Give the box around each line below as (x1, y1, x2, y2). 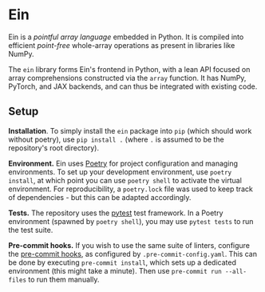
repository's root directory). (8, 142, 100, 153)
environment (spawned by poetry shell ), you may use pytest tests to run (8, 216, 254, 226)
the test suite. (8, 225, 53, 234)
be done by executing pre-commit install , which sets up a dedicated (8, 258, 237, 267)
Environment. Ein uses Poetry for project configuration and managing (8, 158, 238, 168)
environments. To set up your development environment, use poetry (8, 166, 232, 177)
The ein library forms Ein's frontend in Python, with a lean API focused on (8, 64, 251, 74)
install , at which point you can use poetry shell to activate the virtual (8, 175, 242, 185)
